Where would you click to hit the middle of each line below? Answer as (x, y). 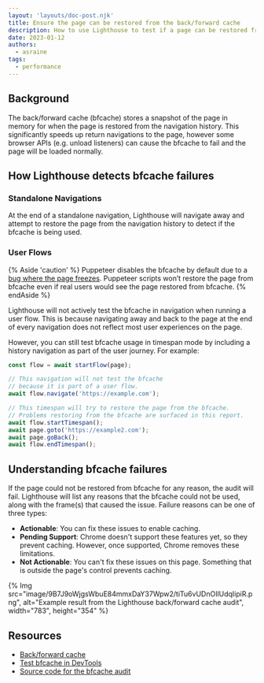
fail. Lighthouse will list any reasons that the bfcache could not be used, (125, 496)
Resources (35, 635)
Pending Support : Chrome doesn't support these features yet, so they (133, 537)
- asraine (31, 52)
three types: (28, 514)
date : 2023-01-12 (37, 37)
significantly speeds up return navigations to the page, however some (121, 134)
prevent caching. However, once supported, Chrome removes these (129, 545)
